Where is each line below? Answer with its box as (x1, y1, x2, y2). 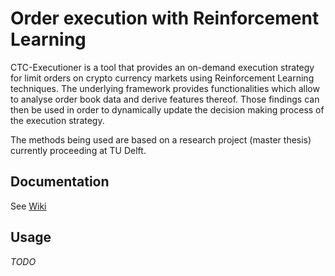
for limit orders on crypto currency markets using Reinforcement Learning (10, 72, 315, 84)
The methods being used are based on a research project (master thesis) (10, 133, 312, 146)
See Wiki (10, 200, 47, 212)
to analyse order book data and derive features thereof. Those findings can (10, 93, 320, 105)
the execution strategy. (10, 114, 105, 126)
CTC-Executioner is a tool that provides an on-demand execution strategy (10, 61, 315, 73)
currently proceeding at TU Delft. (10, 144, 147, 156)
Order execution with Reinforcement (10, 7, 320, 30)
